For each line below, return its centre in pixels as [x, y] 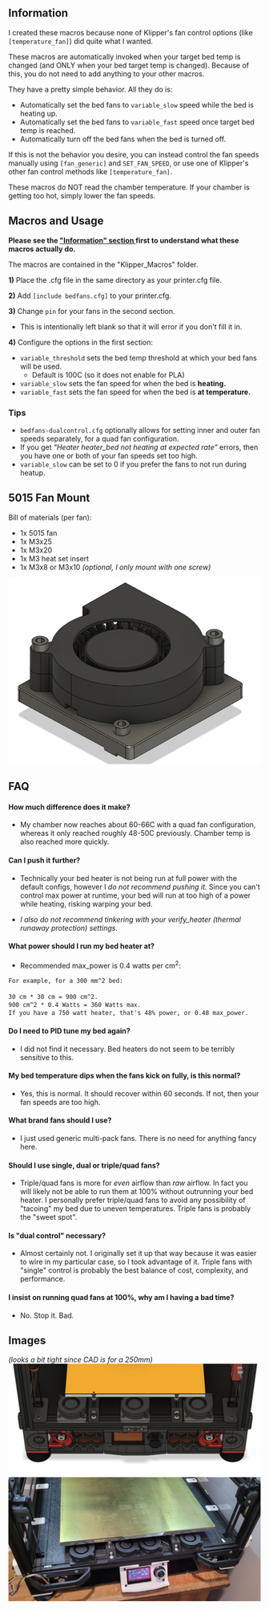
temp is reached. [48, 130]
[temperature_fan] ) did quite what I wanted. [81, 41]
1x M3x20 [36, 550]
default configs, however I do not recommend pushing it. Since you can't [140, 887]
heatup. [32, 472]
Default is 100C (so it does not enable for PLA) [108, 375]
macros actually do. [42, 249]
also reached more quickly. [64, 842]
